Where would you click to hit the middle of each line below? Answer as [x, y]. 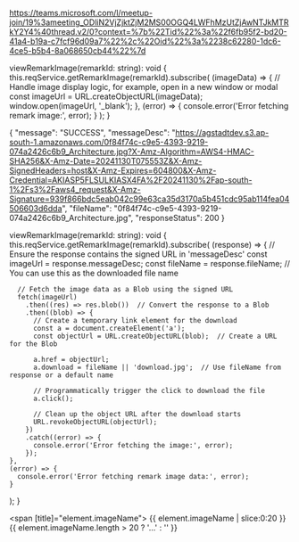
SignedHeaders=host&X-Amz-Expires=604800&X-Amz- [113, 170]
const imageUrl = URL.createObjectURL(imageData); [106, 96]
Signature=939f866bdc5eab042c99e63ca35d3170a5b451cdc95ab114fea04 [149, 199]
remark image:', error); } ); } [60, 115]
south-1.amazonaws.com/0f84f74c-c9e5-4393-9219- [109, 142]
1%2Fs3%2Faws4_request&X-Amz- [75, 189]
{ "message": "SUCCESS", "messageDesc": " [92, 132]
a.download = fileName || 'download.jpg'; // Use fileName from [157, 367]
